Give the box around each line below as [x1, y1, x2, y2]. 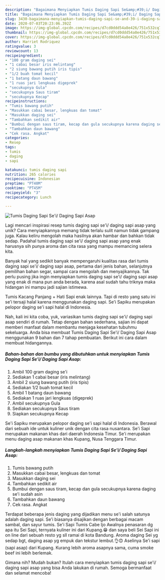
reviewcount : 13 [5, 48, 38, 53]
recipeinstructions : [5, 99, 48, 104]
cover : [5, 35, 19, 40]
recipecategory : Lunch [5, 195, 52, 200]
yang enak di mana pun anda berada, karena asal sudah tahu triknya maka [5, 279, 156, 285]
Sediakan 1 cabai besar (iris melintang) [12, 374, 91, 380]
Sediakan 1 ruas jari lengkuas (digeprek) [12, 395, 93, 401]
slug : [5, 16, 16, 21]
